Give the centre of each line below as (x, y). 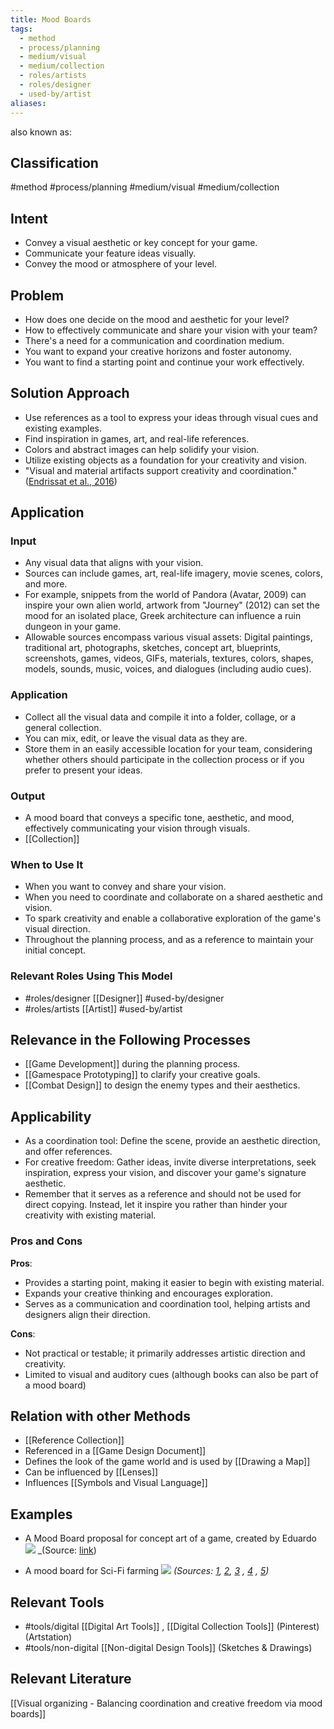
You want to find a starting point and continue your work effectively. (164, 362)
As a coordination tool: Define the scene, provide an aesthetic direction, (172, 1141)
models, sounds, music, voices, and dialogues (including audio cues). (168, 669)
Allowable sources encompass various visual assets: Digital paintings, (168, 637)
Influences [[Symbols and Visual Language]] (116, 1483)
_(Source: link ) (67, 1550)
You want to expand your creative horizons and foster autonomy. (158, 351)
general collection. (63, 727)
